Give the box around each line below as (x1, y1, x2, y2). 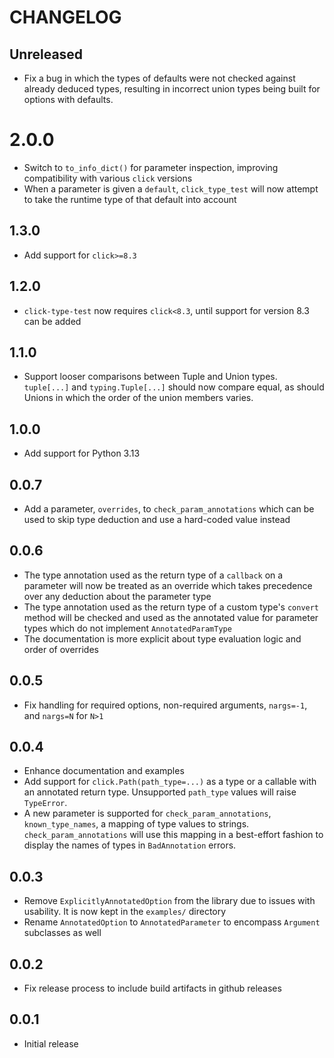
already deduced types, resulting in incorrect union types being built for (23, 83, 321, 95)
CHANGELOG (9, 6, 122, 29)
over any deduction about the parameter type (23, 590, 212, 602)
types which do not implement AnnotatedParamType (23, 622, 232, 634)
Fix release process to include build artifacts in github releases (23, 982, 282, 995)
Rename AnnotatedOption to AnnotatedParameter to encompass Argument (23, 916, 321, 928)
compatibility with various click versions (23, 172, 193, 184)
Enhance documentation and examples (23, 765, 185, 777)
